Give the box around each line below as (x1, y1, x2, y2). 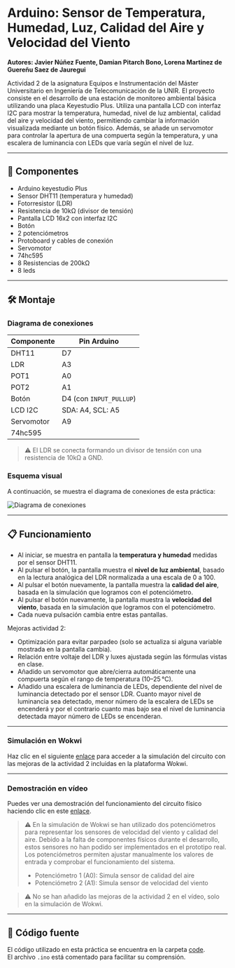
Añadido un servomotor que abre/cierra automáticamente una (17, 667, 197, 675)
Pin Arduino (78, 337, 120, 347)
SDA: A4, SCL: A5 (62, 405, 120, 415)
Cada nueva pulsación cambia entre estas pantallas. (17, 610, 168, 619)
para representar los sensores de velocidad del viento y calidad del (24, 828, 218, 836)
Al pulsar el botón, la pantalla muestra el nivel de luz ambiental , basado (17, 565, 225, 574)
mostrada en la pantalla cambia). (17, 645, 112, 653)
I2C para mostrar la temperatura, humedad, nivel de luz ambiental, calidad (7, 109, 221, 117)
